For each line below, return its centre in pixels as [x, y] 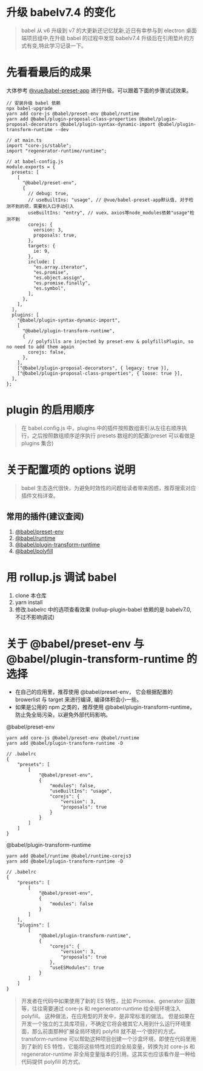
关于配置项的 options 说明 [71, 470]
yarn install [29, 602]
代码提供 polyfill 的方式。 [52, 1062]
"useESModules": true [77, 968]
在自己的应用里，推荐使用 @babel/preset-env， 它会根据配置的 [94, 692]
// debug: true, [48, 193]
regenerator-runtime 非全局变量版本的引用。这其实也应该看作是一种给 [108, 1054]
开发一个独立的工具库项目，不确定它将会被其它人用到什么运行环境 [103, 1024]
